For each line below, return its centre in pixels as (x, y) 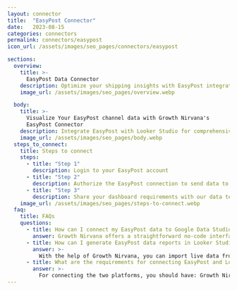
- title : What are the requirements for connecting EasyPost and (124, 262)
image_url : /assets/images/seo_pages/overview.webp (97, 92)
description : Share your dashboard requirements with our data (127, 197)
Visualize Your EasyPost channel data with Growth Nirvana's (118, 118)
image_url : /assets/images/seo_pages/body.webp (91, 138)
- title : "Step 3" (53, 190)
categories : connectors (42, 34)
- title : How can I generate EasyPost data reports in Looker (119, 243)
